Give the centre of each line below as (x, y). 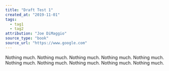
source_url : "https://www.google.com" (46, 43)
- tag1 (17, 24)
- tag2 (17, 29)
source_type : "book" (27, 39)
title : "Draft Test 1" (29, 10)
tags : (11, 19)
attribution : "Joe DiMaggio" (36, 33)
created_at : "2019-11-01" (32, 15)
